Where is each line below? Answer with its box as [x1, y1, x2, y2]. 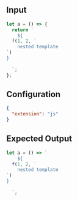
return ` [12, 27, 34, 33]
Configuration [6, 89, 61, 100]
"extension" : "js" [12, 111, 59, 117]
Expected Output [6, 134, 73, 144]
